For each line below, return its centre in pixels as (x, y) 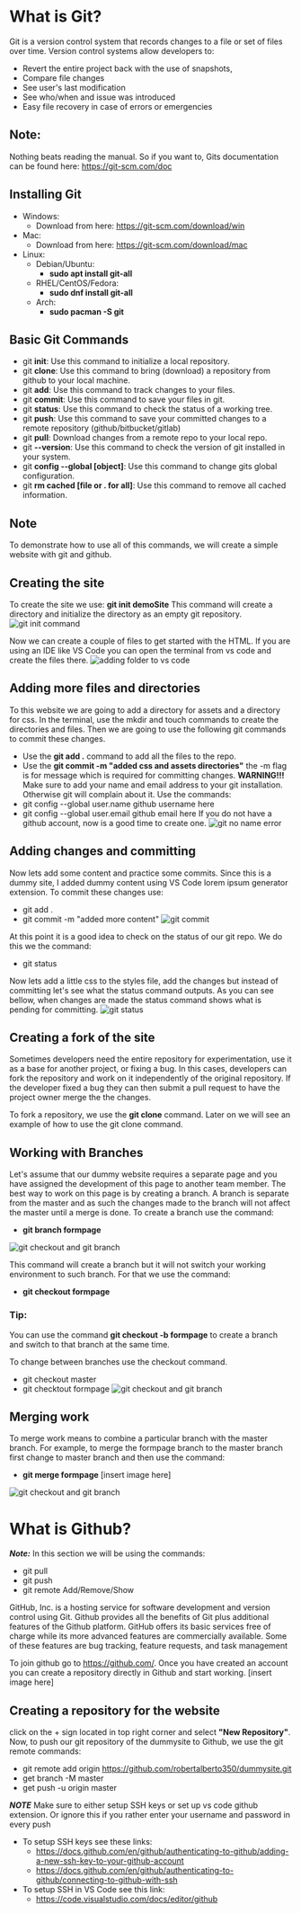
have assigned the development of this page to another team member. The (147, 1184)
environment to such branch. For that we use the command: (120, 1275)
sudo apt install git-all (91, 273)
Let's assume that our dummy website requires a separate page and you (143, 1174)
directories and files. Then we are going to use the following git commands (148, 729)
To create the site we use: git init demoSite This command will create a (141, 605)
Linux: (34, 254)
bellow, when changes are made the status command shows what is (136, 1000)
